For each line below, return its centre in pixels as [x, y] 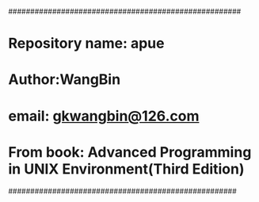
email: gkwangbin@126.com [104, 116]
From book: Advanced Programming [130, 152]
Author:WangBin [65, 80]
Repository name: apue [86, 44]
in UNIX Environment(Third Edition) [126, 169]
